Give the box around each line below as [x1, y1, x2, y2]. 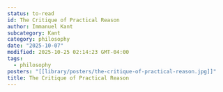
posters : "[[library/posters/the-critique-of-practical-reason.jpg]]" [7, 68, 217, 75]
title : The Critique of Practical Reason [7, 74, 130, 82]
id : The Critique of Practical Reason [7, 17, 120, 24]
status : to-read [7, 10, 54, 17]
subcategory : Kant [7, 29, 61, 37]
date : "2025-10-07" [7, 42, 64, 49]
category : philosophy [7, 36, 70, 43]
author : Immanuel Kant [7, 23, 73, 30]
